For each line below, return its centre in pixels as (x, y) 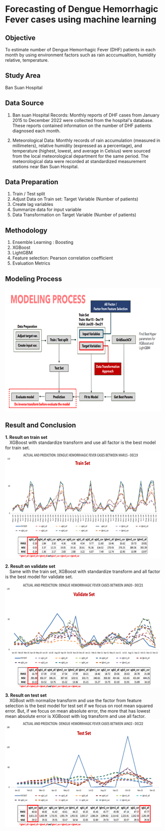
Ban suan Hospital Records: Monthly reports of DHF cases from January (86, 115)
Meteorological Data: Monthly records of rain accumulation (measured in (86, 140)
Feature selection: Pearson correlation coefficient (62, 258)
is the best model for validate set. (39, 577)
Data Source (24, 103)
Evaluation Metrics (31, 263)
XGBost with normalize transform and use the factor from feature (76, 700)
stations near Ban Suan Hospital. (45, 166)
